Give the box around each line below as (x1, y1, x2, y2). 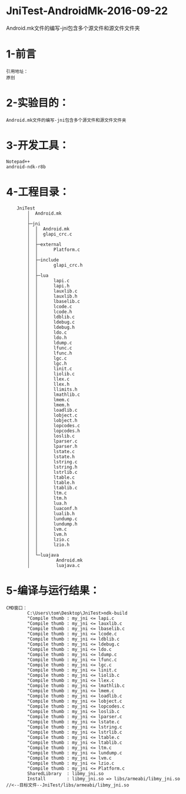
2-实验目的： (6, 96, 69, 110)
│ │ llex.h (27, 381, 69, 387)
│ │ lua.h (27, 500, 67, 506)
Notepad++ (6, 159, 31, 164)
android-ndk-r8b (6, 164, 46, 170)
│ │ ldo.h (27, 334, 67, 341)
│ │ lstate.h (27, 454, 75, 460)
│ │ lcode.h (27, 309, 72, 315)
